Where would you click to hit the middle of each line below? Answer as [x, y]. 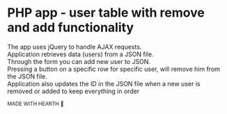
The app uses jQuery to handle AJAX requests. [75, 47]
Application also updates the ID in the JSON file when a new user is [104, 83]
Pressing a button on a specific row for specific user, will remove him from [114, 69]
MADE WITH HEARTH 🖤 [36, 104]
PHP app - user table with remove [106, 13]
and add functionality [71, 27]
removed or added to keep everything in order [73, 91]
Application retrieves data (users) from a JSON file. [81, 54]
